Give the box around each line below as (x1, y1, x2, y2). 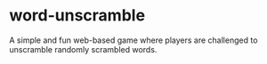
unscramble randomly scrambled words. (9, 44, 158, 54)
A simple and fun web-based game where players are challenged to (9, 35, 258, 45)
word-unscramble (9, 5, 145, 26)
